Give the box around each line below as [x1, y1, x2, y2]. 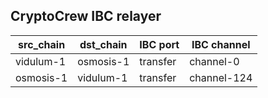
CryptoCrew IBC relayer [10, 8, 162, 25]
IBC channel [191, 37, 251, 51]
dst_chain [79, 37, 128, 51]
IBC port [139, 37, 180, 51]
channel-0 [189, 54, 240, 68]
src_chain [18, 37, 66, 51]
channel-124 [189, 70, 253, 84]
